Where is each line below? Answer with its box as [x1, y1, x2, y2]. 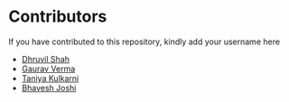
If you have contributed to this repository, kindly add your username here [8, 36, 281, 47]
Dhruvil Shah [21, 53, 70, 64]
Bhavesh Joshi [21, 82, 77, 93]
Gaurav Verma [21, 63, 76, 74]
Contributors [8, 6, 107, 27]
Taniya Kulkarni [21, 72, 79, 83]
